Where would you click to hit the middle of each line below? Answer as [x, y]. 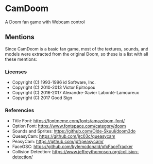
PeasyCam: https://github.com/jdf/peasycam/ [58, 142]
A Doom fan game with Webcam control [45, 22]
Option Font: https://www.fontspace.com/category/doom [69, 126]
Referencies [20, 110]
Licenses [16, 72]
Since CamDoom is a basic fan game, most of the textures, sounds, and [77, 49]
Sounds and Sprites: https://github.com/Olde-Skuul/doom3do [74, 131]
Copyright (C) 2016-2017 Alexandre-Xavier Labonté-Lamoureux [76, 93]
